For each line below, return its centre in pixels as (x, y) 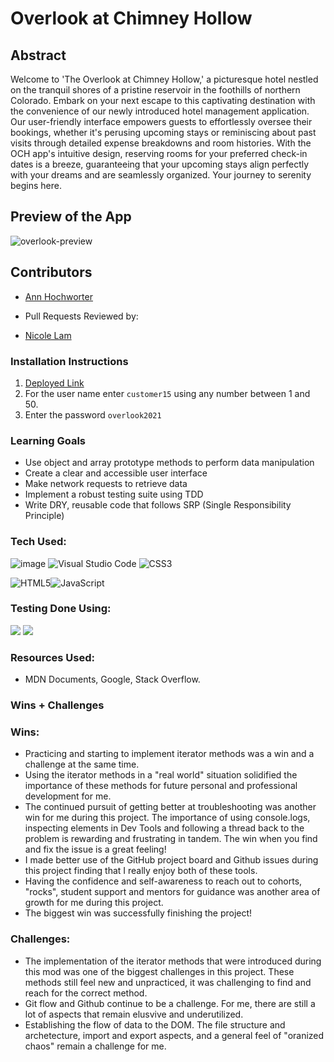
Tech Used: (38, 542)
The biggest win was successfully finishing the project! (138, 913)
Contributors (51, 272)
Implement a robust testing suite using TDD (114, 494)
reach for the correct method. (86, 993)
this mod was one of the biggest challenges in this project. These (159, 971)
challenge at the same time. (82, 764)
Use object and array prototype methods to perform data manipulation (169, 463)
